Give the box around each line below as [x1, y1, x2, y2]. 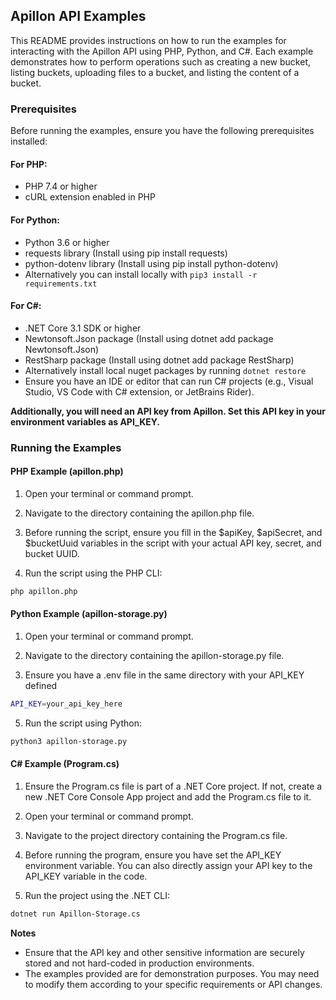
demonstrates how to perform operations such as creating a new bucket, [10, 55, 311, 68]
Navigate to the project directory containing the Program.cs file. [24, 829, 288, 841]
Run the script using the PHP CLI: [24, 567, 163, 579]
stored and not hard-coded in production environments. [24, 957, 255, 969]
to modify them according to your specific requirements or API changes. [24, 978, 323, 990]
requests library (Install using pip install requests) [24, 247, 228, 259]
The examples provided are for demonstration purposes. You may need [24, 967, 320, 979]
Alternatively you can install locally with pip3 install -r [24, 268, 258, 280]
